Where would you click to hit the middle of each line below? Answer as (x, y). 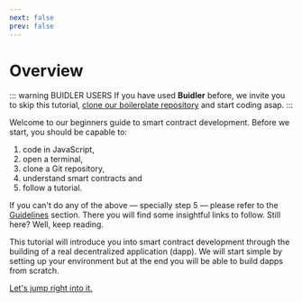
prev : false (32, 26)
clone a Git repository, (64, 169)
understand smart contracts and (82, 178)
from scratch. (35, 270)
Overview (46, 71)
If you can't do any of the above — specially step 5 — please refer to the (144, 206)
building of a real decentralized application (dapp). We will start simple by (146, 252)
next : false (32, 18)
